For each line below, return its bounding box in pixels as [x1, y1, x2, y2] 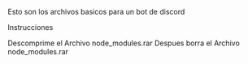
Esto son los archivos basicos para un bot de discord [7, 7, 185, 16]
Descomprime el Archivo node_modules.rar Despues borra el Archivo [7, 38, 241, 48]
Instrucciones [7, 23, 54, 32]
